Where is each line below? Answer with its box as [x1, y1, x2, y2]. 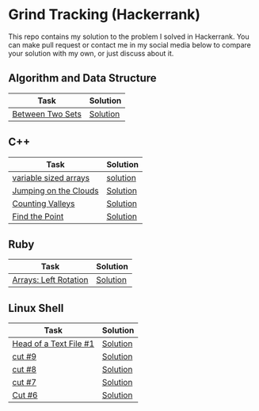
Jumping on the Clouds [12, 185, 99, 196]
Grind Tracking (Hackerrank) [8, 6, 200, 24]
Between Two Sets [12, 108, 82, 120]
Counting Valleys [12, 198, 75, 209]
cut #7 [12, 377, 37, 388]
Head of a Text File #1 [12, 338, 95, 349]
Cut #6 [12, 390, 38, 401]
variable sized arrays [12, 172, 90, 183]
